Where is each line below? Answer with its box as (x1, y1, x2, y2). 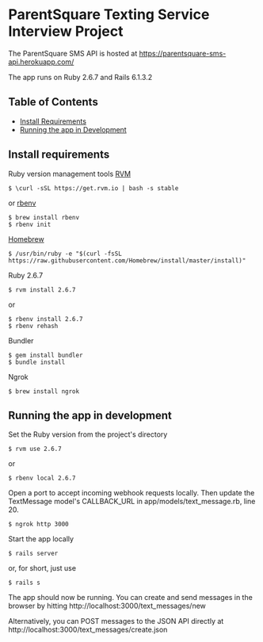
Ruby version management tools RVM (8, 169, 131, 178)
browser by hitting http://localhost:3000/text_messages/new (8, 601, 206, 611)
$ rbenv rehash (8, 322, 59, 330)
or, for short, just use (8, 564, 77, 573)
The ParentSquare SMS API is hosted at (8, 48, 138, 58)
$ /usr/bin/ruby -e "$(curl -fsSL (8, 250, 123, 258)
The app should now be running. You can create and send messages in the (8, 593, 253, 602)
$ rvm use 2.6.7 (8, 445, 62, 453)
